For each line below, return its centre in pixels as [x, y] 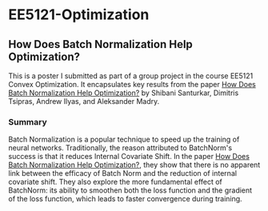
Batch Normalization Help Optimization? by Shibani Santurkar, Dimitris [124, 93]
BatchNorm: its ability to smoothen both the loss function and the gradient [130, 190]
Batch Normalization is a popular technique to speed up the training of [124, 139]
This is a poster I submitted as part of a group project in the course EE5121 [131, 76]
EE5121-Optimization [79, 15]
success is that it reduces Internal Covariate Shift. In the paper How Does [129, 157]
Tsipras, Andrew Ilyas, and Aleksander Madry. [84, 101]
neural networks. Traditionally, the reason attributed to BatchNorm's [120, 148]
